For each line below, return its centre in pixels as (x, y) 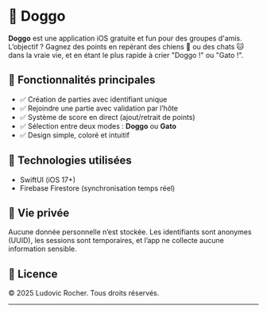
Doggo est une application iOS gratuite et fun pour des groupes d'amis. (125, 38)
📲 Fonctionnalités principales (82, 80)
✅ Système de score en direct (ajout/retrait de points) (108, 117)
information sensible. (43, 249)
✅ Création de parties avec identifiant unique (93, 99)
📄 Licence (33, 274)
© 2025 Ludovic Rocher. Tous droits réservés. (84, 293)
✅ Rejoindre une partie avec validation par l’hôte (99, 108)
